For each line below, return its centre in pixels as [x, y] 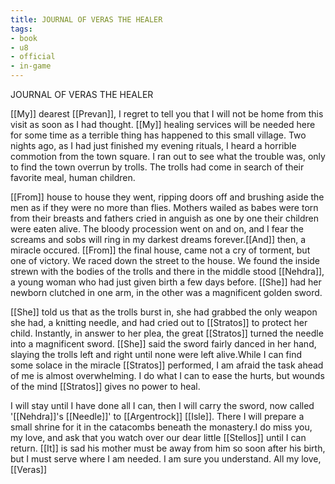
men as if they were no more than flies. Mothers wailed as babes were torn [164, 207]
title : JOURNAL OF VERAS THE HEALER [86, 19]
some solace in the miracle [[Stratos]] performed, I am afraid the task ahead [167, 365]
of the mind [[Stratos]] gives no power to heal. [105, 386]
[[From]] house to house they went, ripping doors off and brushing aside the [167, 197]
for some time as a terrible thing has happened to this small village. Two [158, 135]
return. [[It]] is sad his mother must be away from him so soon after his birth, [168, 448]
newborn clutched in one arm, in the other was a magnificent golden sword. [166, 292]
